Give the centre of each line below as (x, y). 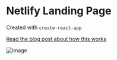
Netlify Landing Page (59, 11)
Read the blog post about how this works (56, 39)
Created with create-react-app (44, 27)
